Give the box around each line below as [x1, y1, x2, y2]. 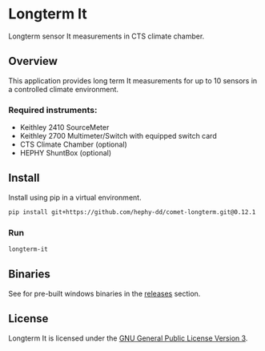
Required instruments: [8, 104, 98, 115]
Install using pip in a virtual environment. [8, 192, 142, 202]
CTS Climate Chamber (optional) [19, 139, 128, 149]
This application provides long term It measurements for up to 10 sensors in [8, 75, 258, 85]
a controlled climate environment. [8, 84, 118, 94]
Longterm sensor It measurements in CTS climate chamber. [8, 31, 205, 41]
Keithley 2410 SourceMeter [19, 123, 110, 132]
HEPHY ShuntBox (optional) [19, 148, 112, 158]
